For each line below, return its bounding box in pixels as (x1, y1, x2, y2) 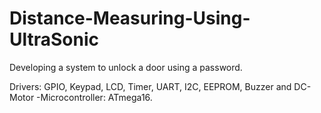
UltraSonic (9, 28, 100, 51)
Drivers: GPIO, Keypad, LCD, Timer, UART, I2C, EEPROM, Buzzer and (9, 80, 292, 92)
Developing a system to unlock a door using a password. (9, 61, 243, 73)
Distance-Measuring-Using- (9, 7, 251, 30)
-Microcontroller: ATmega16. (36, 91, 153, 103)
